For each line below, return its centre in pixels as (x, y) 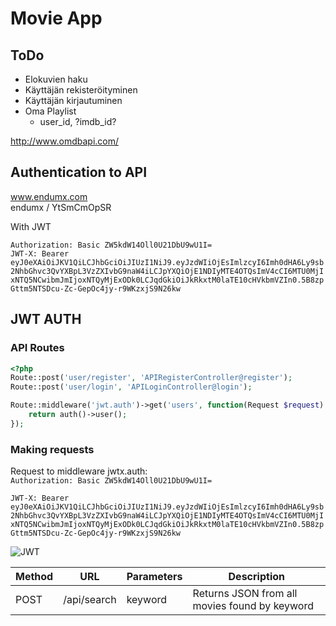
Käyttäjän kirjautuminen (73, 100)
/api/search (90, 600)
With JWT (31, 226)
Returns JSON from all (245, 594)
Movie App (56, 18)
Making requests (52, 449)
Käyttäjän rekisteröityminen (81, 90)
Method (34, 577)
